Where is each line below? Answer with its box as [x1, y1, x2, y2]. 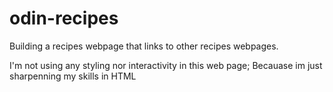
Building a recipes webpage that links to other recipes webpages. [9, 40, 279, 52]
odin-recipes [9, 7, 119, 30]
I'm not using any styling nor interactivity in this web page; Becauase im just [9, 59, 323, 71]
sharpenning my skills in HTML [9, 70, 137, 82]
